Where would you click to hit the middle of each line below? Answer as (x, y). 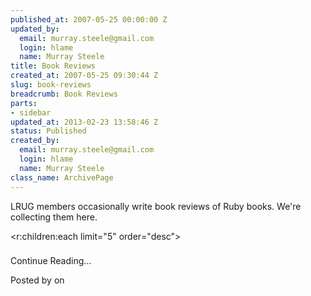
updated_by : (35, 29)
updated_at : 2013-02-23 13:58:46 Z (84, 122)
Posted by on (37, 280)
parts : (24, 103)
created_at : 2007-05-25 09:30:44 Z (84, 76)
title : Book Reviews (53, 66)
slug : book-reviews (51, 85)
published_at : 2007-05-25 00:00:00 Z (89, 19)
